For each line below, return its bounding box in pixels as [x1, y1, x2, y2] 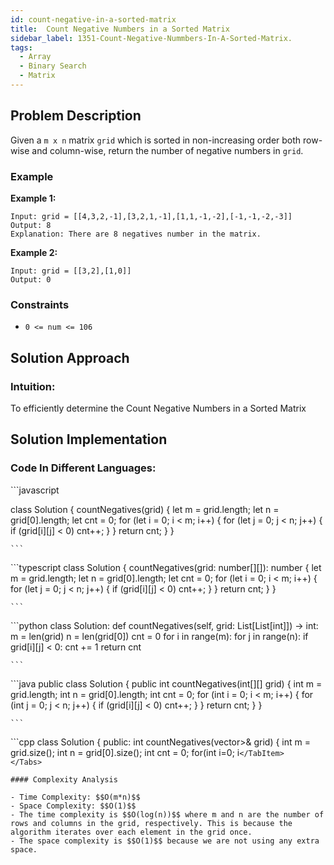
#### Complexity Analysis [10, 774, 118, 785]
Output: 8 [10, 220, 52, 230]
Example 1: [10, 192, 57, 204]
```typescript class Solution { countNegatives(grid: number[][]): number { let [10, 561, 322, 573]
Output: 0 [10, 274, 52, 285]
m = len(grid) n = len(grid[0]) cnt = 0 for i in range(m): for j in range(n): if [10, 630, 309, 642]
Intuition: [10, 379, 56, 393]
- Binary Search [19, 61, 87, 71]
